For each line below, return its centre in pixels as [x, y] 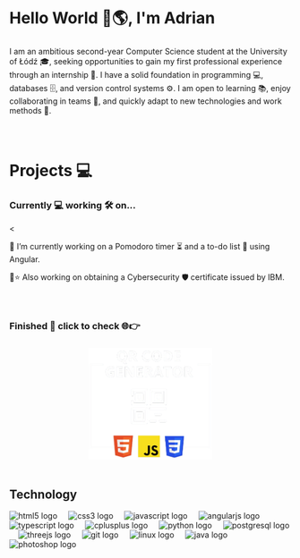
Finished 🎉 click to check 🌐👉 [75, 326]
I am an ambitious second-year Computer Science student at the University [149, 52]
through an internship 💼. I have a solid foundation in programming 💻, [137, 75]
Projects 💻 [51, 171]
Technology [43, 494]
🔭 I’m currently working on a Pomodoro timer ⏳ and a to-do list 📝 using [140, 246]
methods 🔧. [30, 111]
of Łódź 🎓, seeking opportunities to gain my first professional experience [146, 62]
